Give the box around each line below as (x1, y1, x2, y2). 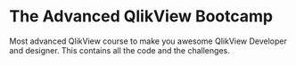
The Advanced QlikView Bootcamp (9, 6, 274, 27)
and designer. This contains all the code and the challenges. (9, 45, 230, 55)
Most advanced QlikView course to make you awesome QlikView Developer (9, 36, 288, 46)
